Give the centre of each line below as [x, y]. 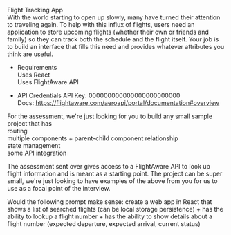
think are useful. [30, 54]
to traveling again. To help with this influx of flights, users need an [101, 25]
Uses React [34, 75]
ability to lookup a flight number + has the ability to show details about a [110, 216]
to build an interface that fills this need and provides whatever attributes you [116, 47]
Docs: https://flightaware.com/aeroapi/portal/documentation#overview [118, 103]
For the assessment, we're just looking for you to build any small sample [110, 116]
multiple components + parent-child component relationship [93, 138]
